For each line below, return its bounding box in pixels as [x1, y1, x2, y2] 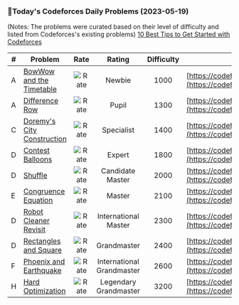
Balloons [23, 154, 53, 164]
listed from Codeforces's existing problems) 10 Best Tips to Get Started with [7, 30, 230, 38]
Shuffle [23, 171, 48, 181]
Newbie [105, 75, 132, 85]
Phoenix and [23, 257, 65, 267]
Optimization [23, 286, 66, 296]
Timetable [23, 85, 57, 95]
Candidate [100, 166, 136, 176]
